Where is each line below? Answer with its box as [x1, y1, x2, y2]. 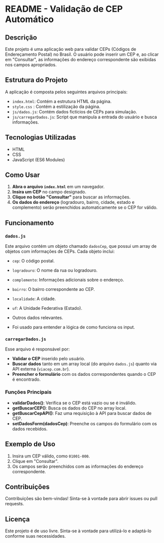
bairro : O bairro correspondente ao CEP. [12, 286, 95, 292]
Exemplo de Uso [5, 440, 55, 448]
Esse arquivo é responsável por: [5, 346, 70, 352]
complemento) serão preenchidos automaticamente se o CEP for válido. [12, 204, 158, 211]
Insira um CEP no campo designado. [12, 189, 87, 195]
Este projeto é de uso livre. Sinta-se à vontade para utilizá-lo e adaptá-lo [5, 528, 152, 534]
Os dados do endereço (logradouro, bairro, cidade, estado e [12, 199, 135, 205]
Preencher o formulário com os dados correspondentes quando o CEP [12, 371, 156, 377]
